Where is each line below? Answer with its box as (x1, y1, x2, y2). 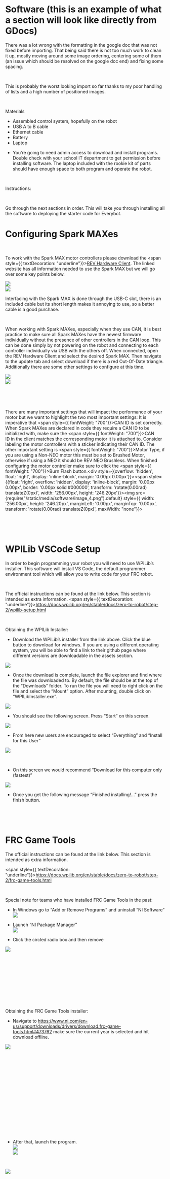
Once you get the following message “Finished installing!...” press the (12, 791, 158, 798)
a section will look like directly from (5, 14, 157, 26)
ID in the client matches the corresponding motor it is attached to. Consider (5, 436, 162, 442)
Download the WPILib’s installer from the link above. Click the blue (12, 636, 151, 642)
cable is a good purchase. (5, 306, 60, 312)
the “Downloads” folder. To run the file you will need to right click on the (12, 682, 163, 689)
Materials (5, 108, 25, 114)
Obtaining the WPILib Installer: (5, 626, 69, 633)
